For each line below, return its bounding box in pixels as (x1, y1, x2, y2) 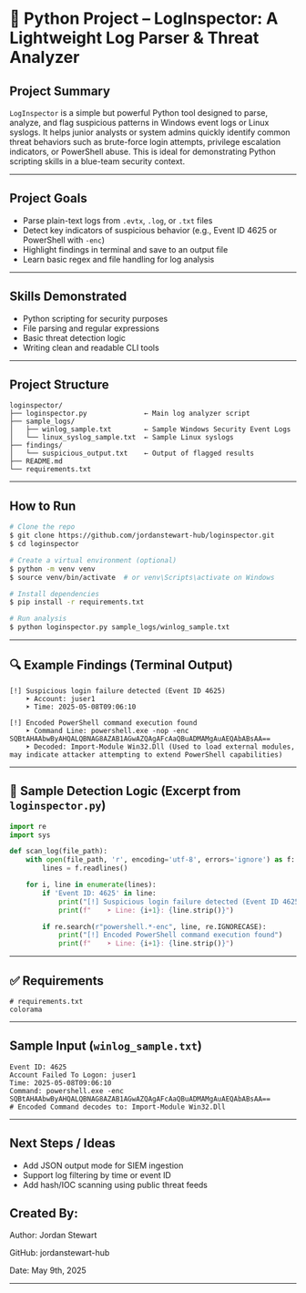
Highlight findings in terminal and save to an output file (22, 243, 229, 254)
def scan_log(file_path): (9, 847, 107, 856)
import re (9, 822, 47, 831)
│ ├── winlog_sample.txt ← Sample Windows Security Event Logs (9, 425, 291, 434)
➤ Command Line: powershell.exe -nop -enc (25, 726, 189, 735)
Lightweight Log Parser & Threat (9, 27, 260, 48)
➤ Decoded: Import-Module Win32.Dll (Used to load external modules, (25, 742, 296, 751)
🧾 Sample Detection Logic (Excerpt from (9, 783, 241, 799)
